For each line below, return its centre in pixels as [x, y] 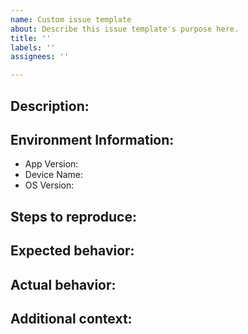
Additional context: [71, 318]
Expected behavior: [72, 251]
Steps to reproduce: [73, 216]
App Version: [51, 164]
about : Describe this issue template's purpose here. [125, 29]
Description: [50, 106]
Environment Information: [92, 139]
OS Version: [49, 185]
